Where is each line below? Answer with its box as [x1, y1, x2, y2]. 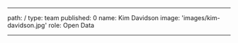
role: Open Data [48, 21, 94, 29]
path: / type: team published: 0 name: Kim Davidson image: [7, 14, 181, 21]
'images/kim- [181, 14, 221, 21]
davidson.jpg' [7, 21, 47, 29]
